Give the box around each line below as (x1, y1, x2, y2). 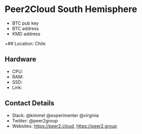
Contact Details (5, 99, 55, 107)
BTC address (12, 25, 39, 31)
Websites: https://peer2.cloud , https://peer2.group (12, 123, 117, 129)
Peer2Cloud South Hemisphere (5, 4, 137, 15)
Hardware (5, 55, 36, 64)
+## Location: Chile (5, 40, 46, 46)
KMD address (12, 31, 41, 37)
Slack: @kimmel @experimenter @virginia (12, 112, 99, 118)
